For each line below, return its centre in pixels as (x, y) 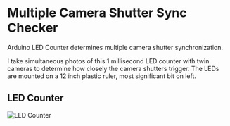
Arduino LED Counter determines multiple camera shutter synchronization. (115, 47)
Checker (33, 28)
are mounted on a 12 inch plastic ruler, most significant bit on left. (102, 76)
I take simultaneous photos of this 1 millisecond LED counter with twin (108, 61)
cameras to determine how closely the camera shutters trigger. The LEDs (113, 68)
